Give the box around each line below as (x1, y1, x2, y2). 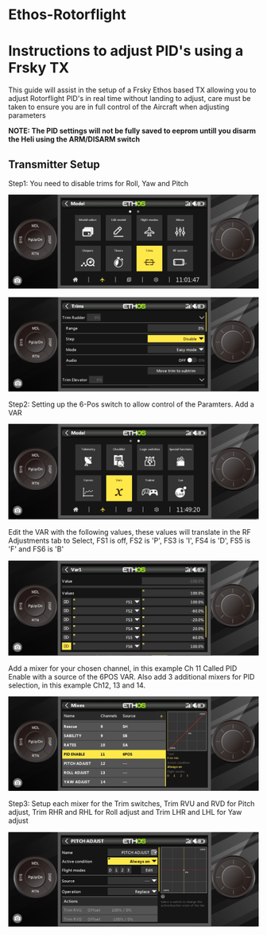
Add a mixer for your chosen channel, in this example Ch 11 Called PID (8, 663, 238, 673)
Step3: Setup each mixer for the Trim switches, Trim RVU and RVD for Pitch (8, 798, 255, 808)
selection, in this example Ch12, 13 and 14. (8, 680, 145, 690)
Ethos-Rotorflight (8, 6, 126, 24)
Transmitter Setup (8, 158, 101, 171)
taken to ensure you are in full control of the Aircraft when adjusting (8, 102, 230, 112)
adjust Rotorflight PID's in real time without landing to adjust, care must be (8, 94, 251, 103)
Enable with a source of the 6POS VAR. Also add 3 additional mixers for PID (8, 672, 255, 681)
